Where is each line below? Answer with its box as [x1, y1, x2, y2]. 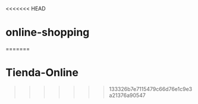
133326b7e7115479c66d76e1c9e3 [109, 85, 193, 92]
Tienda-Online [5, 66, 78, 79]
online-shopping [5, 26, 90, 39]
